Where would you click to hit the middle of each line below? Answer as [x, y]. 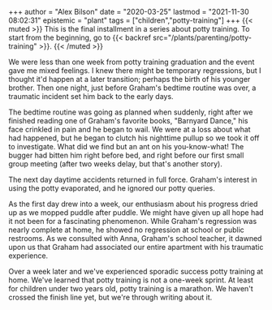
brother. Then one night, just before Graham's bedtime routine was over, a [132, 88]
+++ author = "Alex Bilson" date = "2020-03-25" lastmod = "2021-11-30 [129, 12]
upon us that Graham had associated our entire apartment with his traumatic [136, 247]
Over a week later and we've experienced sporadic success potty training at [136, 271]
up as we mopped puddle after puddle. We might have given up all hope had [136, 213]
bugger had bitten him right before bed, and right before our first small [126, 155]
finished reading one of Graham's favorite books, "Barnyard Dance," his [128, 121]
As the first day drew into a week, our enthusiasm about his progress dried [133, 204]
